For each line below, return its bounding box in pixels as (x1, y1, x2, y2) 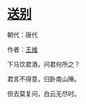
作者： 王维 (7, 45, 38, 53)
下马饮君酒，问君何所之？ (7, 60, 80, 68)
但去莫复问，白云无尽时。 (7, 89, 80, 98)
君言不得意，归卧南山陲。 (7, 74, 80, 83)
